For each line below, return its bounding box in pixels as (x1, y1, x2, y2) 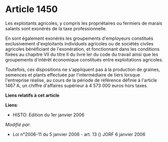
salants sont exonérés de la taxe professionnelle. (5, 25, 107, 31)
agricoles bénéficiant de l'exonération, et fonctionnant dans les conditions (5, 46, 160, 52)
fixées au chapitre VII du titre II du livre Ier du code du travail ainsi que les (5, 51, 158, 57)
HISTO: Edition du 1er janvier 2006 (12, 112, 85, 118)
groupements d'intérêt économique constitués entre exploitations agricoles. (5, 56, 163, 62)
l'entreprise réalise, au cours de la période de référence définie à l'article (5, 77, 157, 83)
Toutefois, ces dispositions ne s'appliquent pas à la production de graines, (5, 66, 160, 73)
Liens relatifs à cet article (5, 92, 60, 98)
